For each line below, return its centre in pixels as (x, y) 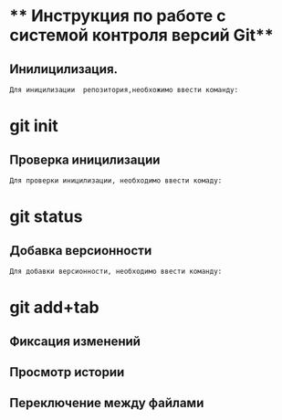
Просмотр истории (67, 372)
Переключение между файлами (107, 403)
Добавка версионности (81, 251)
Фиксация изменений (75, 341)
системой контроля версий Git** (141, 35)
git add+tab (55, 308)
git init (34, 126)
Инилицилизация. (64, 69)
